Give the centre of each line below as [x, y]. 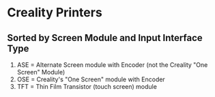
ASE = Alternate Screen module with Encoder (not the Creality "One [112, 65]
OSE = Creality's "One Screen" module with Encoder [91, 79]
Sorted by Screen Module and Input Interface [105, 38]
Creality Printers [55, 13]
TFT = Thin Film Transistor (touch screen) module [87, 86]
